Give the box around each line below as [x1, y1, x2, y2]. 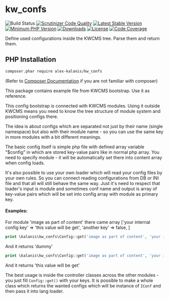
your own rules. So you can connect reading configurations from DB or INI [5, 175, 159, 181]
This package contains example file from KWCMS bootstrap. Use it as [5, 87, 150, 94]
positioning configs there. [5, 113, 58, 119]
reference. [5, 93, 27, 99]
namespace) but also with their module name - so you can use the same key [5, 129, 163, 135]
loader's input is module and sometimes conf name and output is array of [5, 186, 157, 192]
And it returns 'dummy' [5, 243, 53, 249]
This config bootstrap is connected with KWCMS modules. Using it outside [5, 102, 160, 109]
